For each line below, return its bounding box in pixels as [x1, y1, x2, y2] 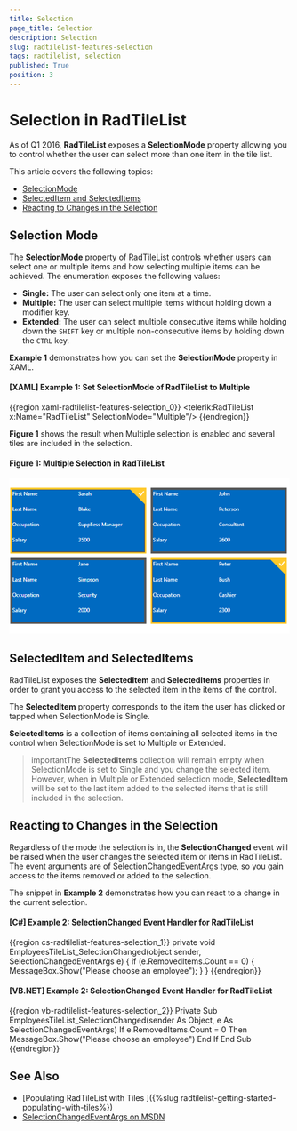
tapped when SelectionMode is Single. [9, 710, 151, 721]
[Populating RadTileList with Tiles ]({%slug [21, 1092, 180, 1103]
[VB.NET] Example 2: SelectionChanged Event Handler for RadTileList [9, 985, 273, 996]
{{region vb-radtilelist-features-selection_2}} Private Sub [9, 1005, 218, 1015]
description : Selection [9, 33, 98, 42]
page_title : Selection [9, 23, 93, 33]
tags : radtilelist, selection [9, 52, 122, 61]
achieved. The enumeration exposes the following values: [9, 270, 221, 281]
